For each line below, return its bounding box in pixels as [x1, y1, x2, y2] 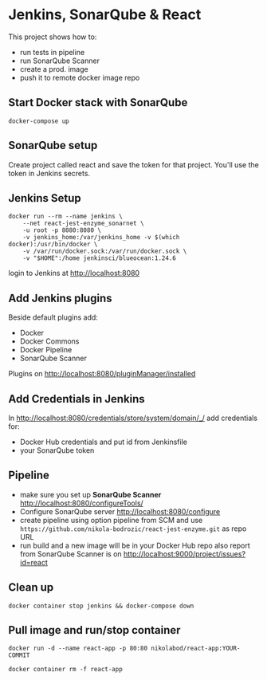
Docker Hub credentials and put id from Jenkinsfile [19, 437, 187, 446]
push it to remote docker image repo [19, 73, 140, 82]
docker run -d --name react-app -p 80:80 [8, 644, 148, 653]
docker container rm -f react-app [8, 666, 124, 674]
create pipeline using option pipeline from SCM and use [19, 515, 203, 525]
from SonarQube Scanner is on [19, 548, 122, 559]
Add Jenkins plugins [8, 291, 112, 305]
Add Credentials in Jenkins [8, 392, 145, 406]
